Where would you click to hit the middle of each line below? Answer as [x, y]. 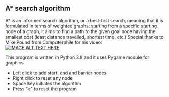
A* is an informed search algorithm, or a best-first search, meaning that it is [84, 20]
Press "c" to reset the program [45, 89]
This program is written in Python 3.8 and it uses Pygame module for [77, 57]
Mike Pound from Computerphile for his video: [54, 42]
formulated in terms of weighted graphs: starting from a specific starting [81, 26]
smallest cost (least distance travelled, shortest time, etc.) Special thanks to [84, 37]
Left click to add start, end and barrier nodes [60, 73]
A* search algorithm [38, 8]
